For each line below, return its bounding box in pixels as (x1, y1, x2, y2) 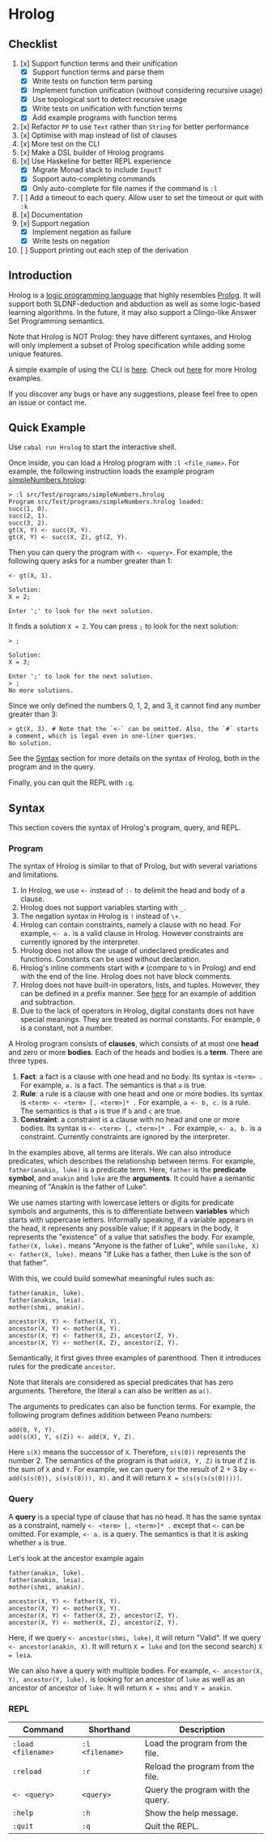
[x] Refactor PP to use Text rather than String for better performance (19, 122, 249, 132)
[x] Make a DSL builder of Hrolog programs (19, 147, 164, 158)
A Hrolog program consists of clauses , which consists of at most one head (8, 1039, 259, 1049)
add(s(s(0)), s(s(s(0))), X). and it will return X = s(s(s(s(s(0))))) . (8, 1473, 243, 1483)
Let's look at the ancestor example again (8, 1553, 144, 1563)
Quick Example (8, 420, 87, 434)
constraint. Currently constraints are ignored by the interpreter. (19, 1132, 231, 1142)
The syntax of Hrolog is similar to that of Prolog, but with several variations (8, 861, 257, 871)
